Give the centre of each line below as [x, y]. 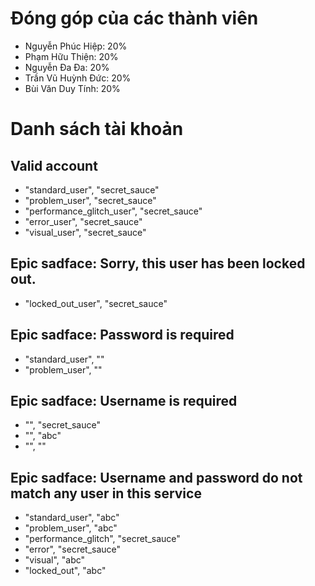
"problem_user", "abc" [71, 528]
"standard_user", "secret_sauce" [92, 189]
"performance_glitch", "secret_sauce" [102, 539]
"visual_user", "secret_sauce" [85, 232]
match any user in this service [106, 493]
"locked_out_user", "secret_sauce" [96, 303]
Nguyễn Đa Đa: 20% [67, 67]
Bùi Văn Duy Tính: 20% [72, 88]
